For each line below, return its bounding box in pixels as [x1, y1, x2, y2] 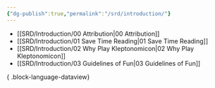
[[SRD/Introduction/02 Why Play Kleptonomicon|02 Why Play [16, 44, 195, 52]
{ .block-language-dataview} [6, 73, 90, 81]
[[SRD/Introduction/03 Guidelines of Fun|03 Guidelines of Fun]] [16, 59, 201, 67]
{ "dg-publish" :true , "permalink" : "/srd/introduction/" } [6, 10, 171, 17]
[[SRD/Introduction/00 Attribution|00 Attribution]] [16, 29, 160, 38]
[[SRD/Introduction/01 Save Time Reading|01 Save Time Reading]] [16, 36, 209, 45]
